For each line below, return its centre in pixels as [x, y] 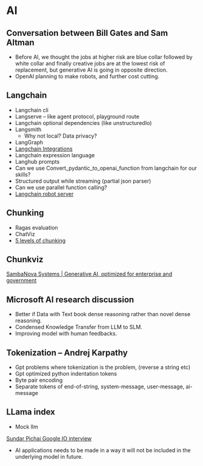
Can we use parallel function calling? [61, 187]
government [22, 280]
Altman [20, 42]
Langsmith [28, 129]
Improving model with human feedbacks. [66, 334]
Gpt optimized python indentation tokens [66, 374]
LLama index [31, 412]
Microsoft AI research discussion [70, 299]
